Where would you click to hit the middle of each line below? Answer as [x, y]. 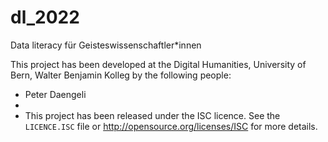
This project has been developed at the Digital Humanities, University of [158, 64]
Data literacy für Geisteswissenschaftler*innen [106, 45]
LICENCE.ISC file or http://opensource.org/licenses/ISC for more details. [171, 126]
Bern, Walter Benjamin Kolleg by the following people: [121, 75]
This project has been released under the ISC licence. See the [152, 115]
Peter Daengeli [55, 94]
